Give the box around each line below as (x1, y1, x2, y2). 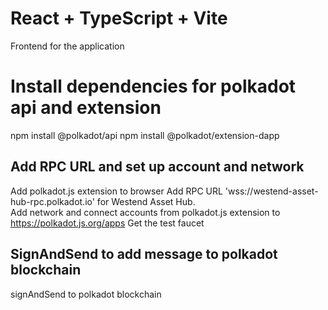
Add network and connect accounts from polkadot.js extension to (10, 206, 281, 218)
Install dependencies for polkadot (10, 75, 297, 98)
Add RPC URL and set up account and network (10, 158, 305, 176)
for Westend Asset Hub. (96, 195, 196, 207)
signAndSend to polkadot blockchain (10, 288, 162, 300)
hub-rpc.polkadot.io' (10, 195, 95, 207)
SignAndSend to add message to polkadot (10, 246, 278, 263)
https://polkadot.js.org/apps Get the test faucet (10, 217, 205, 229)
